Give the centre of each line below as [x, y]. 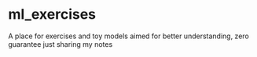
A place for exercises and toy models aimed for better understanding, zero [128, 36]
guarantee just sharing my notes [61, 44]
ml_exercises [52, 14]
